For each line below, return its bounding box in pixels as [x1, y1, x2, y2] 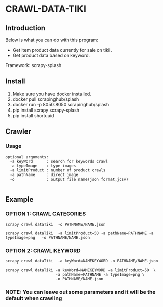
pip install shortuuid [12, 112, 55, 118]
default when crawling [5, 295, 62, 302]
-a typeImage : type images [10, 163, 76, 168]
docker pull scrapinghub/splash [12, 96, 79, 102]
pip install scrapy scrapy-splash [12, 107, 80, 113]
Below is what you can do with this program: [5, 37, 98, 43]
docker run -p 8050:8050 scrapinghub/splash [12, 101, 110, 107]
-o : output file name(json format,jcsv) [10, 177, 129, 182]
